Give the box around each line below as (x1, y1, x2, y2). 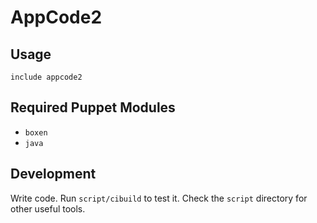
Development (10, 166, 97, 183)
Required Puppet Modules (10, 99, 176, 116)
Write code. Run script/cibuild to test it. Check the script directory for (10, 192, 308, 204)
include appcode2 (10, 72, 83, 82)
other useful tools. (10, 202, 86, 215)
